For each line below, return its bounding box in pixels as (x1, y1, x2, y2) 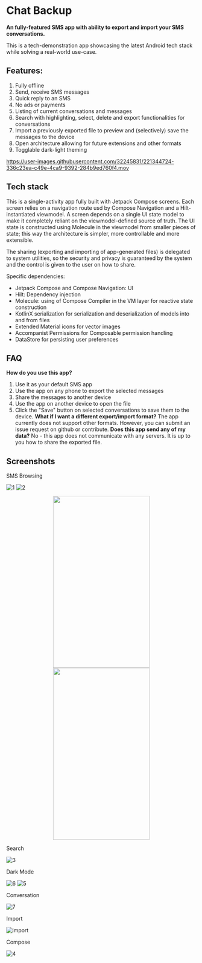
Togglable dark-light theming (14, 146, 87, 153)
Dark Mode (6, 868, 34, 875)
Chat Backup (6, 4, 72, 18)
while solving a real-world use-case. (6, 48, 97, 55)
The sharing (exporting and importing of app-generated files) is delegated (6, 248, 191, 255)
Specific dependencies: (6, 273, 65, 280)
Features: (6, 66, 43, 76)
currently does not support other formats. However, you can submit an (14, 420, 191, 427)
